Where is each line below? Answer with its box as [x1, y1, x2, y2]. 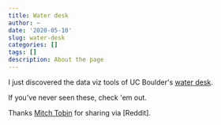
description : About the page [8, 56, 104, 64]
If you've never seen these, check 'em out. [8, 93, 148, 102]
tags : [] [8, 48, 37, 56]
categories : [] [8, 41, 58, 49]
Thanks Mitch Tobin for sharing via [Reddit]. [8, 108, 152, 117]
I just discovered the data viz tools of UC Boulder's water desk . [8, 77, 213, 87]
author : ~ [8, 19, 41, 27]
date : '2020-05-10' [8, 26, 73, 34]
